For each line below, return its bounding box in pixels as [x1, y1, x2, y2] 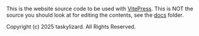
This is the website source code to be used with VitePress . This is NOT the [6, 5, 194, 12]
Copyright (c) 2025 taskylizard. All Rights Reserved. [6, 23, 136, 30]
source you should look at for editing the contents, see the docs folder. [6, 11, 184, 19]
